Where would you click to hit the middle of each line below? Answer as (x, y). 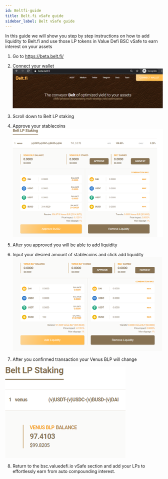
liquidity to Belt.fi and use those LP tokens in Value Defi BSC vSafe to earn (81, 41)
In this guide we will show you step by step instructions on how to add (77, 36)
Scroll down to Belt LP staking (43, 116)
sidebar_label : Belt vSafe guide (40, 21)
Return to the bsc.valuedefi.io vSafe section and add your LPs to (79, 466)
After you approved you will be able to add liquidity (65, 245)
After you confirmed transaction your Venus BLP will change (74, 359)
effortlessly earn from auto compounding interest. (64, 471)
